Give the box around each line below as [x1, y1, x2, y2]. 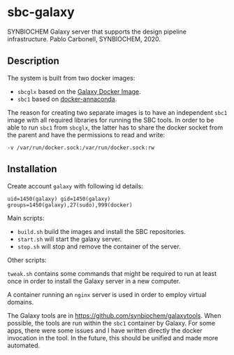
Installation [7, 163, 57, 175]
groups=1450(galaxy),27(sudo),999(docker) [7, 201, 133, 209]
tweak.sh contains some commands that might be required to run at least [7, 269, 217, 277]
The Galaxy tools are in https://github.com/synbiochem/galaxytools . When [7, 311, 221, 319]
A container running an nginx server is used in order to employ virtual [7, 290, 207, 298]
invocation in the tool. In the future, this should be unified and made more [7, 333, 219, 342]
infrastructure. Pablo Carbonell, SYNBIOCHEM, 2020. [7, 34, 161, 43]
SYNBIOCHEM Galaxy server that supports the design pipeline [7, 27, 187, 36]
